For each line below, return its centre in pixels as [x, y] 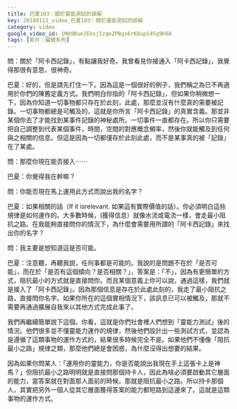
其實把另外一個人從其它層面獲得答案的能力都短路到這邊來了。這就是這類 [124, 390]
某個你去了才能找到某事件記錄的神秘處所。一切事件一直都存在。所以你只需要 [119, 120]
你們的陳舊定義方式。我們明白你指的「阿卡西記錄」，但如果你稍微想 [117, 94]
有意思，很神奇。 [50, 70]
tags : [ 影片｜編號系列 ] [38, 40]
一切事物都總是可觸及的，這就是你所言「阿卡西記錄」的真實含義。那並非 [124, 111]
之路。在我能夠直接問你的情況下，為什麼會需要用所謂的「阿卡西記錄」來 [118, 224]
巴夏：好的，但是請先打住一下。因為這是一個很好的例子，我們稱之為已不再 [115, 85]
